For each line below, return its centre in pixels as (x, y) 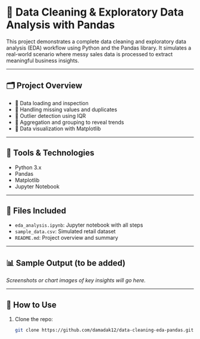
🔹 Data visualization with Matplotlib (58, 129)
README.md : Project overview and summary (66, 238)
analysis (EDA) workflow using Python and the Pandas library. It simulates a (99, 48)
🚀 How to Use (31, 305)
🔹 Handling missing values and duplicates (66, 109)
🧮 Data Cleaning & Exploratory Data (95, 12)
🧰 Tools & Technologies (50, 153)
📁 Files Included (36, 211)
